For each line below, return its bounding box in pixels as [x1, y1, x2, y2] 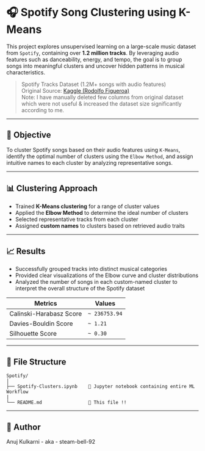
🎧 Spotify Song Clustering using [6, 5, 177, 20]
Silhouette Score [9, 330, 57, 338]
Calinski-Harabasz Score [9, 309, 82, 318]
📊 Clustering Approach [6, 183, 98, 193]
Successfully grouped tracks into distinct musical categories [15, 265, 168, 273]
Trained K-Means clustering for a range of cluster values [15, 203, 160, 210]
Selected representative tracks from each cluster [15, 215, 138, 223]
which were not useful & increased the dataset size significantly [21, 99, 182, 107]
